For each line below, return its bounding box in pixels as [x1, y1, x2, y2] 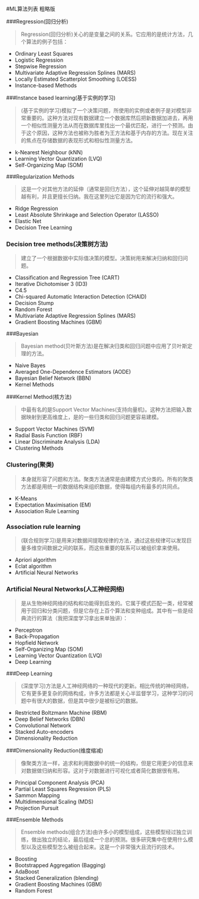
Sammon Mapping [14, 792, 60, 799]
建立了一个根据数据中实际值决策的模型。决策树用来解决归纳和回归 [20, 255, 183, 262]
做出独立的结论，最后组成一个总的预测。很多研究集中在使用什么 [31, 836, 188, 843]
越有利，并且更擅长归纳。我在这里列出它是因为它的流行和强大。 [20, 193, 178, 200]
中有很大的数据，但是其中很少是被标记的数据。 [26, 697, 141, 705]
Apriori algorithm [14, 556, 57, 563]
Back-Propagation [14, 633, 60, 640]
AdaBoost [14, 868, 39, 875]
